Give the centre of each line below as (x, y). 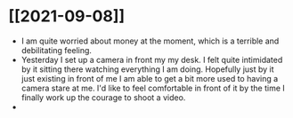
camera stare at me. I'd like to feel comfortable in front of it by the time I (153, 88)
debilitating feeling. (57, 50)
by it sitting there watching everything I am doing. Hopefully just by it (147, 69)
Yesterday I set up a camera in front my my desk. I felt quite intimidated (152, 59)
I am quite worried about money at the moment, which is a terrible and (150, 41)
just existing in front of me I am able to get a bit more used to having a (150, 78)
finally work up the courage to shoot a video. (103, 97)
